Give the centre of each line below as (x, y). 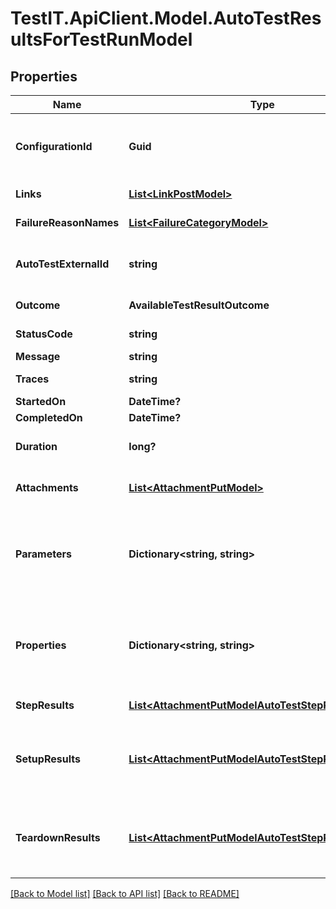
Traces (32, 379)
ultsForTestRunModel (101, 39)
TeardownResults (58, 837)
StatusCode (44, 334)
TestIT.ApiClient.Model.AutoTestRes (166, 18)
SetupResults (48, 759)
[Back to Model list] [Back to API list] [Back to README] (125, 893)
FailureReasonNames (67, 222)
